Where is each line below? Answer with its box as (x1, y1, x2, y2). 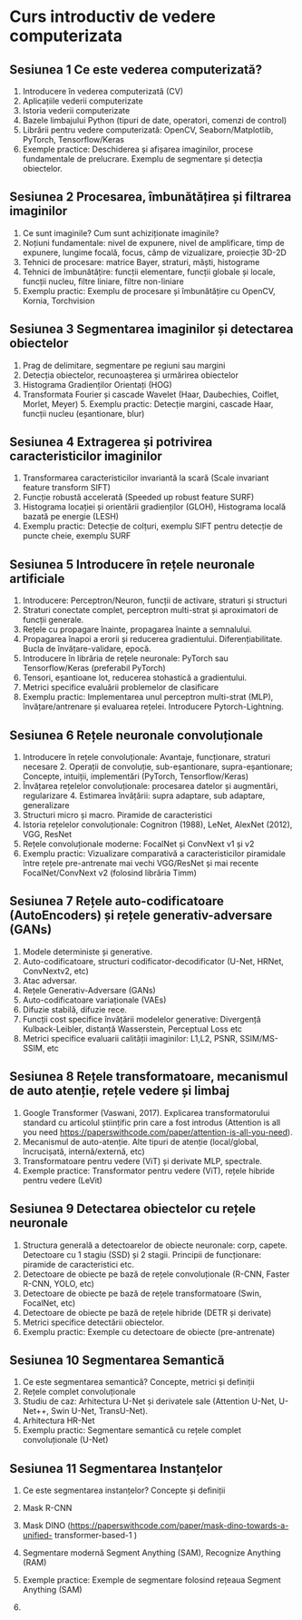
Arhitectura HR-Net (22, 1415, 95, 1427)
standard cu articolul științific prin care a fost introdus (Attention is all (22, 1117, 281, 1128)
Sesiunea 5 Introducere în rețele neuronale (9, 557, 256, 572)
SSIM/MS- (239, 1032, 278, 1043)
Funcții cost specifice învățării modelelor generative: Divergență (22, 1013, 261, 1024)
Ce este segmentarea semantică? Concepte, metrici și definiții (22, 1377, 256, 1388)
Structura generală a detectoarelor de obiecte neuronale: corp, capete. (22, 1240, 287, 1250)
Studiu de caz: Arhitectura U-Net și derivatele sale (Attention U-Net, (22, 1396, 278, 1407)
